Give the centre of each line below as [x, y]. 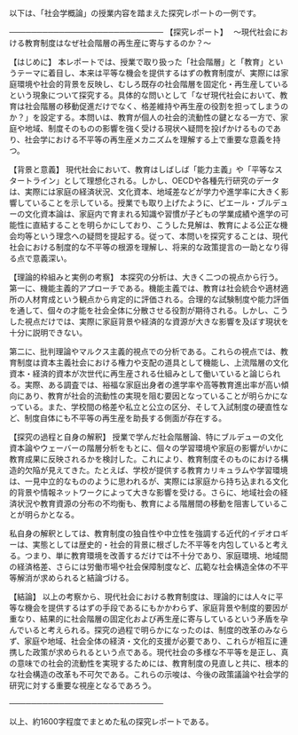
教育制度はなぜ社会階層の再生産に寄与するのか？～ [118, 43]
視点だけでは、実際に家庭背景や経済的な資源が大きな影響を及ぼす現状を [157, 321]
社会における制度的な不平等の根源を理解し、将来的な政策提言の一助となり [145, 247]
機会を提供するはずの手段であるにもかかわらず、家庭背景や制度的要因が [156, 608]
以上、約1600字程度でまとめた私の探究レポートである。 [111, 721]
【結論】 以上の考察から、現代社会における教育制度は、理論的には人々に [142, 597]
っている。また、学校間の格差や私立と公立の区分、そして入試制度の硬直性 [145, 407]
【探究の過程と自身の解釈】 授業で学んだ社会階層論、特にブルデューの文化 [146, 437]
